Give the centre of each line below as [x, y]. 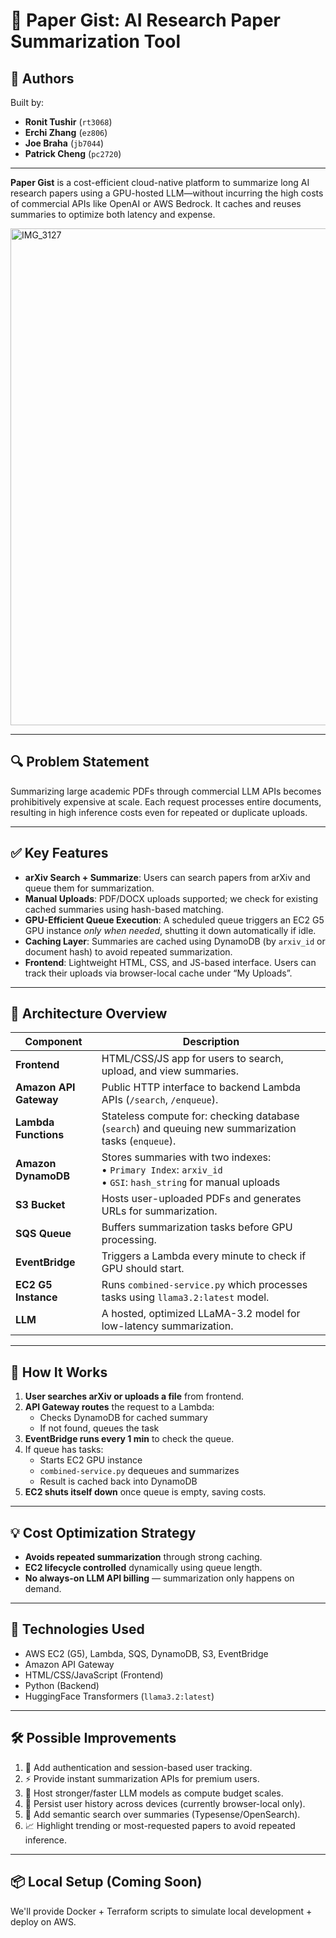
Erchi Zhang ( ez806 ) [66, 132]
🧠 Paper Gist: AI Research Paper [145, 20]
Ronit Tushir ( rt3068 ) [68, 122]
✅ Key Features [59, 853]
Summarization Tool [96, 41]
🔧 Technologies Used [77, 1629]
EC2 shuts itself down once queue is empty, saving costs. [145, 1492]
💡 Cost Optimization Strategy [103, 1532]
